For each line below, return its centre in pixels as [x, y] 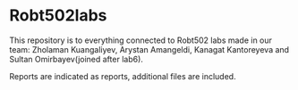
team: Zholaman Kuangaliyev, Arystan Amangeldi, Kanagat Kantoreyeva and [149, 49]
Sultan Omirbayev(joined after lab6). [76, 59]
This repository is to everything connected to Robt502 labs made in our [141, 40]
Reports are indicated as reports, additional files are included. [123, 76]
